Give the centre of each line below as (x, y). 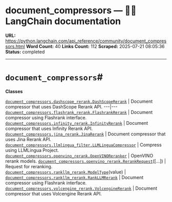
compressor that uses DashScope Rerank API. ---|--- (61, 106)
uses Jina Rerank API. (28, 139)
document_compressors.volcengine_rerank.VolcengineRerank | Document (81, 188)
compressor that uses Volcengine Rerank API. (54, 193)
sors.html (15, 46)
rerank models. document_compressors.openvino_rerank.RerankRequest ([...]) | (86, 161)
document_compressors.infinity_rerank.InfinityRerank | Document (77, 123)
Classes (14, 91)
